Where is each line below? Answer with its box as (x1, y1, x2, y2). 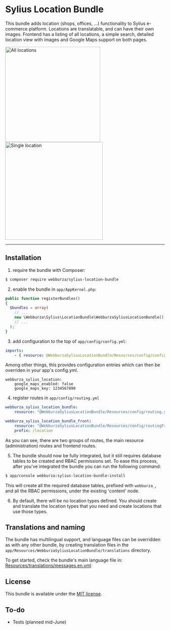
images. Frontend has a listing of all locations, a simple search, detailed (5, 31, 154, 37)
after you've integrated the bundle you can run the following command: (12, 463, 161, 469)
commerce (5, 25, 28, 31)
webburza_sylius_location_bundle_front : (5, 419, 92, 424)
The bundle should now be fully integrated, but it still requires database (12, 452, 161, 458)
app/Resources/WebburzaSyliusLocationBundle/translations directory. (5, 547, 151, 553)
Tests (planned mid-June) (12, 619, 67, 625)
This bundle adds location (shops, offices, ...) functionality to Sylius (5, 20, 146, 26)
